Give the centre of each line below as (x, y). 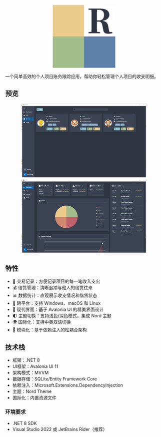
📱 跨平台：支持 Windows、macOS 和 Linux (56, 303)
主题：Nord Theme (32, 391)
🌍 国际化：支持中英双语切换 (41, 322)
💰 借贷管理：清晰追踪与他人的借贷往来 (52, 288)
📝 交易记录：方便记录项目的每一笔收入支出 (56, 281)
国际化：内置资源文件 (34, 398)
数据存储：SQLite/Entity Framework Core (55, 379)
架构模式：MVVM (30, 373)
